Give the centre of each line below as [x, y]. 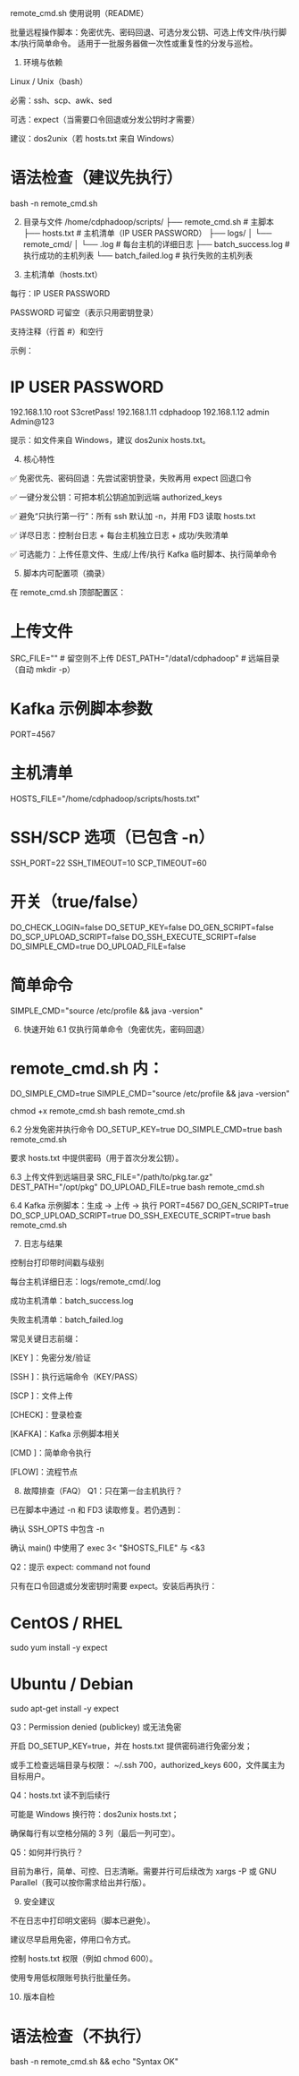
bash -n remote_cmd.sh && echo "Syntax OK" [95, 2062]
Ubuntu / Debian [72, 1683]
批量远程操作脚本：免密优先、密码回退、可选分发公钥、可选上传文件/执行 [145, 32]
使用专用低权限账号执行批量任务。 [73, 1978]
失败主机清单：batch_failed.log [67, 1320]
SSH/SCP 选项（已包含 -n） [112, 837]
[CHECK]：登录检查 [46, 1415]
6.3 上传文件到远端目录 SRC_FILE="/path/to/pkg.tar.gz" [112, 1177]
